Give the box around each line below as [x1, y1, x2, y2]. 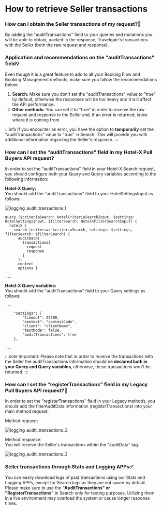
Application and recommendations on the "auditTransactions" [5, 54, 155, 61]
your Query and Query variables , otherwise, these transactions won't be [5, 364, 151, 370]
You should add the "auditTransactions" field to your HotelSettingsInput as [5, 191, 153, 197]
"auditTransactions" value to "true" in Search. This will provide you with [5, 131, 147, 137]
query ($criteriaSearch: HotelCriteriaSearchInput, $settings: [5, 215, 135, 220]
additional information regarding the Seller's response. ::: [5, 136, 118, 142]
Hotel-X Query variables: [5, 283, 57, 289]
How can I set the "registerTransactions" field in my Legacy [5, 381, 148, 388]
